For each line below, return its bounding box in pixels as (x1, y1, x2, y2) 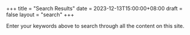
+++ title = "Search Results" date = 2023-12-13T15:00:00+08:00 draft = (6, 5, 183, 12)
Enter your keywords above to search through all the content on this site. (6, 23, 185, 29)
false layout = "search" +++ (6, 11, 74, 18)
